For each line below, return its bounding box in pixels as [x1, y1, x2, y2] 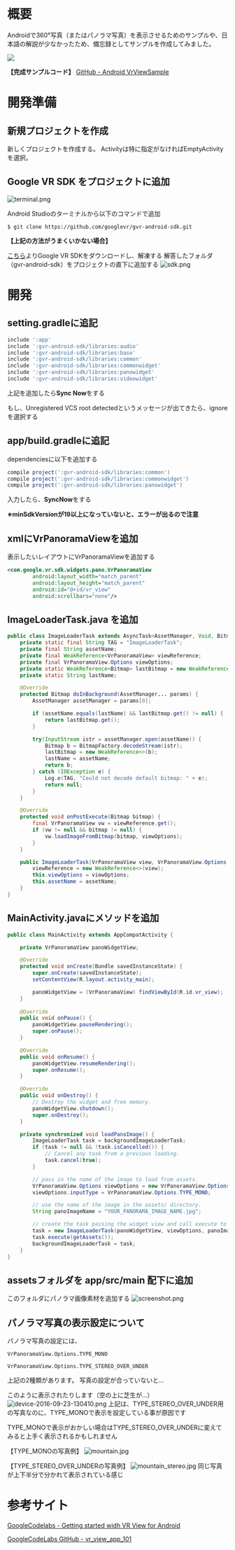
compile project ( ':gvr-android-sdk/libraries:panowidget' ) [7, 482, 183, 489]
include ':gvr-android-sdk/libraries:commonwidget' [7, 362, 161, 370]
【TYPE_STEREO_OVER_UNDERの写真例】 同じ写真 [7, 1462, 222, 1470]
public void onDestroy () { [20, 1092, 99, 1099]
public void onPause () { [20, 1014, 92, 1022]
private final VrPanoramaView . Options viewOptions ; [20, 659, 173, 666]
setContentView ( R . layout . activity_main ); [32, 976, 155, 983]
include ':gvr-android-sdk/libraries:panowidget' [7, 369, 155, 376]
